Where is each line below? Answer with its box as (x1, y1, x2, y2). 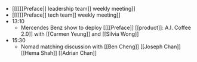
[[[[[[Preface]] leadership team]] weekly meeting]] (11, 5, 136, 12)
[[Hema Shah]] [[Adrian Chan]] (20, 49, 97, 56)
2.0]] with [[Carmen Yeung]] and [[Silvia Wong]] (20, 30, 139, 38)
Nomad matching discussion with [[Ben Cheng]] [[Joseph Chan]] (20, 43, 181, 50)
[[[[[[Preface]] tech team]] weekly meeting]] (11, 11, 121, 18)
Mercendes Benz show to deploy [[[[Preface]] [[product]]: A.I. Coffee (20, 24, 191, 31)
